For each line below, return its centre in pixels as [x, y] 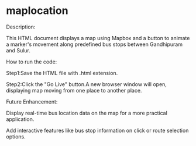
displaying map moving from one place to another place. [74, 90]
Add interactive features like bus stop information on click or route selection [97, 130]
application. [20, 119]
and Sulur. [18, 50]
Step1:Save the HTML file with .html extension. [62, 73]
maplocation [37, 11]
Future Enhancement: [32, 102]
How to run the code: [32, 62]
